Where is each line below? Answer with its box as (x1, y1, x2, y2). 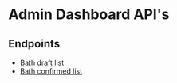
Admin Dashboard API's (8, 6, 170, 24)
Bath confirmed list (19, 66, 83, 76)
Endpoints (8, 37, 61, 51)
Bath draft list (19, 58, 65, 67)
